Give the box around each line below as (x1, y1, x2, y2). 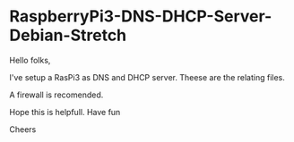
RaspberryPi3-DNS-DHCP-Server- (9, 6, 272, 27)
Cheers (9, 123, 37, 135)
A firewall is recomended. (9, 89, 104, 100)
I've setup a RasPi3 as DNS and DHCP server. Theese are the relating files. (9, 71, 285, 82)
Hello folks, (9, 54, 51, 65)
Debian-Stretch (9, 25, 127, 46)
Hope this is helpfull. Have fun (9, 106, 121, 117)
